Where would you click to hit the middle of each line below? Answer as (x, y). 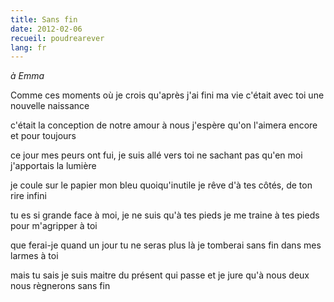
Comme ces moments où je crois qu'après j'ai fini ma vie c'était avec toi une (167, 95)
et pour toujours (43, 136)
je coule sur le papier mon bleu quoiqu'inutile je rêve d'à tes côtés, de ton (161, 185)
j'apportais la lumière (53, 166)
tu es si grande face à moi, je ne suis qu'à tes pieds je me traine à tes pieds (165, 215)
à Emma (27, 76)
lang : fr (28, 47)
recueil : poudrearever (57, 38)
